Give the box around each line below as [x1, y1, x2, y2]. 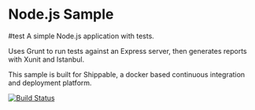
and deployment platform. [8, 78, 92, 87]
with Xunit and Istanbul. [8, 55, 85, 64]
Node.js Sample [8, 5, 114, 23]
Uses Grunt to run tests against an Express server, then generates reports [8, 46, 248, 55]
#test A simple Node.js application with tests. [8, 31, 155, 41]
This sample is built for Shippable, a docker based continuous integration [8, 69, 246, 79]
